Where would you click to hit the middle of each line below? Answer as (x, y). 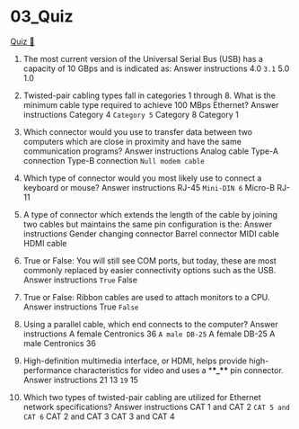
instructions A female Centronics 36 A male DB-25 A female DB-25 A (149, 334)
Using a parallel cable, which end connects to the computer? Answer (150, 324)
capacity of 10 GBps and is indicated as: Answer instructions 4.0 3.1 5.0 (156, 68)
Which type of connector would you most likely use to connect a (142, 178)
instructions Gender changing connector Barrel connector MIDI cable (151, 233)
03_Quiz (42, 17)
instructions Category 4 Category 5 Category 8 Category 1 (131, 114)
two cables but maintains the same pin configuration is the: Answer (148, 224)
